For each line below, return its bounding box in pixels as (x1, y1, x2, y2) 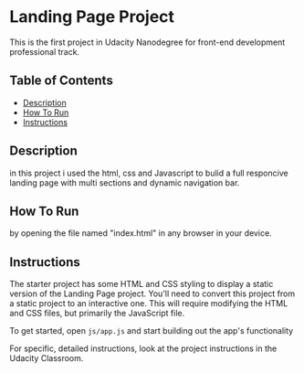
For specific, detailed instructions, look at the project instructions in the (9, 343, 278, 354)
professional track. (9, 46, 80, 57)
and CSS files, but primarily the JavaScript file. (9, 308, 185, 319)
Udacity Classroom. (9, 353, 84, 364)
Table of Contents (9, 73, 114, 89)
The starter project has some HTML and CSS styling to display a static (9, 279, 274, 290)
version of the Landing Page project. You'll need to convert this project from (9, 288, 295, 299)
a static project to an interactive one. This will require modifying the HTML (9, 298, 288, 309)
